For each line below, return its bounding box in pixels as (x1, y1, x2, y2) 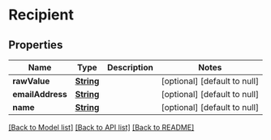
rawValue (12, 75, 50, 87)
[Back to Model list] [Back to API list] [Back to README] (8, 123, 195, 132)
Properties (8, 38, 63, 52)
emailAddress (12, 89, 67, 100)
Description (106, 62, 154, 73)
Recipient (8, 6, 75, 24)
